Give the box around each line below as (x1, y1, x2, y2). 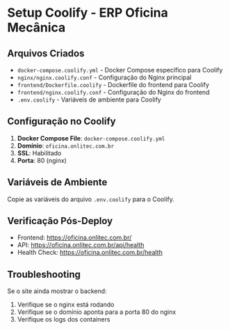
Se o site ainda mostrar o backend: (7, 287, 107, 295)
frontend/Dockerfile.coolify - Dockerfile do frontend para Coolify (17, 81, 210, 88)
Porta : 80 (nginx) (17, 156, 67, 164)
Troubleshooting (7, 268, 81, 280)
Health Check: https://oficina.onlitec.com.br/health (17, 249, 163, 257)
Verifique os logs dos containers (17, 315, 110, 324)
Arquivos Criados (7, 47, 85, 59)
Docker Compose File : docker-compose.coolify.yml (17, 134, 165, 142)
